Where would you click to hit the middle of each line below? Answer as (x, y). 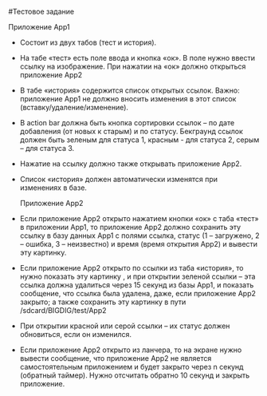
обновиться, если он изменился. (76, 334)
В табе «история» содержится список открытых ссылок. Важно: (130, 90)
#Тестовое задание (41, 12)
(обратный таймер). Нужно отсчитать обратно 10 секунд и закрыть (135, 375)
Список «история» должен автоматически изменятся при (118, 179)
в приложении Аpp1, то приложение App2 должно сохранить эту (130, 227)
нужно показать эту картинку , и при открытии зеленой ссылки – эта (137, 276)
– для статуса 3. (47, 148)
